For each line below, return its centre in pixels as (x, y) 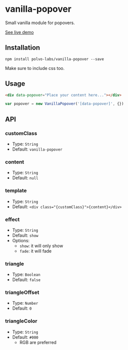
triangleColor (21, 321)
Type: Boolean (26, 275)
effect (13, 219)
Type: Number (25, 303)
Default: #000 (25, 337)
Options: (21, 240)
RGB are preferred (38, 342)
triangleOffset (22, 292)
